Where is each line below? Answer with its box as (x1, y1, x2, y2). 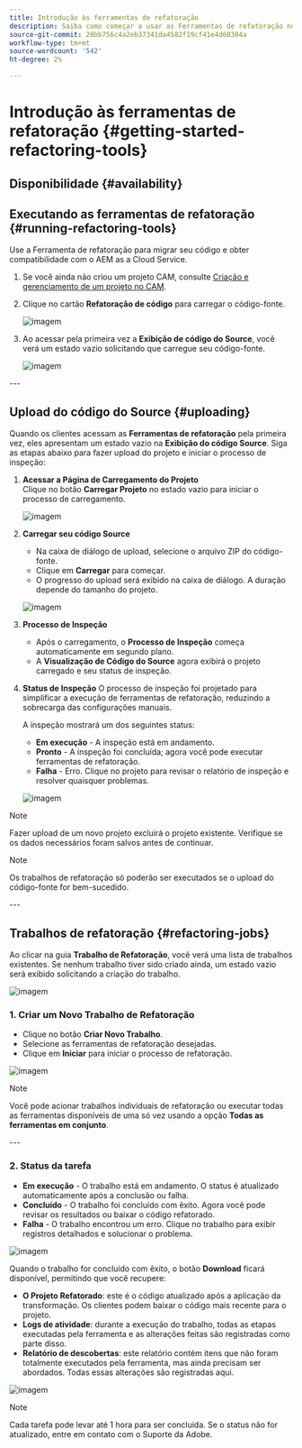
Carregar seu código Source (22, 528, 130, 539)
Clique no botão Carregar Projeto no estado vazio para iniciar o (22, 484, 259, 495)
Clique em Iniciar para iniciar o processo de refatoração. (22, 1048, 233, 1059)
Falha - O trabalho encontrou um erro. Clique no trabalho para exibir (22, 1218, 276, 1229)
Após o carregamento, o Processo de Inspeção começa (35, 637, 245, 647)
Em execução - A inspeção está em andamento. (35, 737, 216, 748)
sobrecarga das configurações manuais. (22, 702, 173, 713)
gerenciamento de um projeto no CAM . (22, 281, 167, 292)
